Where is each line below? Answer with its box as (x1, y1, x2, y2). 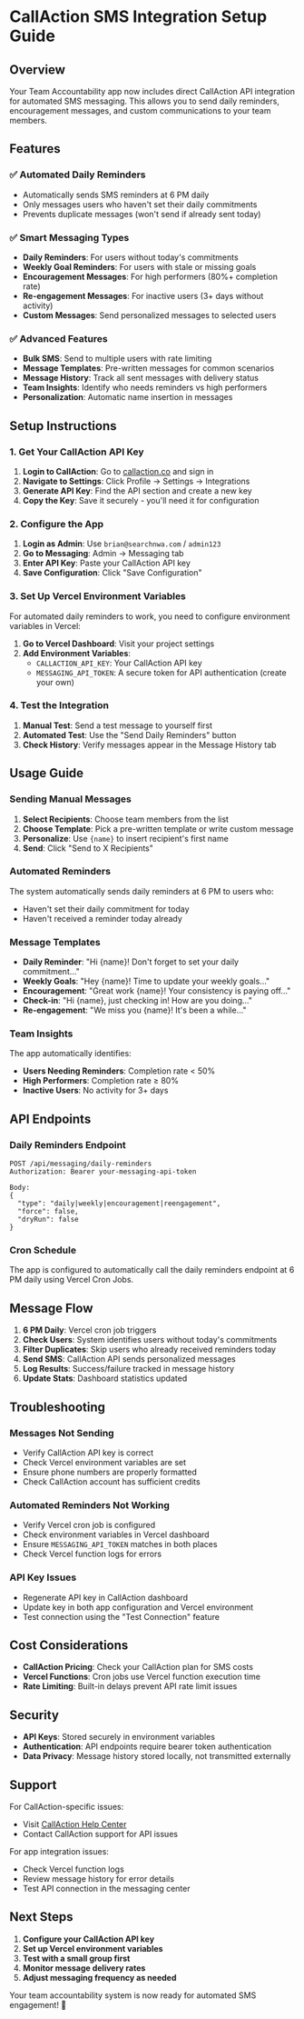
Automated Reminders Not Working (9, 1498, 170, 1511)
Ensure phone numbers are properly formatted (22, 1466, 198, 1477)
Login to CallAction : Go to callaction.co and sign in (22, 465, 214, 476)
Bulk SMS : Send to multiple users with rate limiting (22, 353, 212, 365)
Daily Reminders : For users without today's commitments (22, 252, 239, 263)
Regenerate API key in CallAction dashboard (22, 1592, 189, 1603)
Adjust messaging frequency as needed (22, 1972, 177, 1983)
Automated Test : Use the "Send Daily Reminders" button (22, 729, 237, 740)
